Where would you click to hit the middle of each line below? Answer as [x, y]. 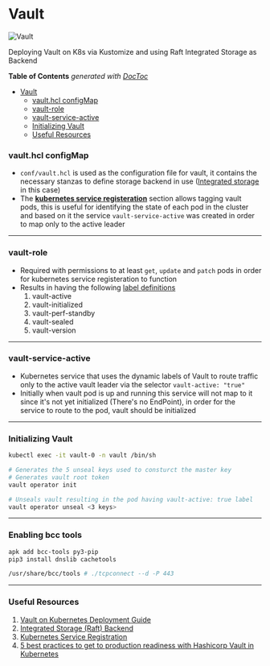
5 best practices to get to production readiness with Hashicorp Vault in [137, 645]
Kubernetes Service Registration [74, 636]
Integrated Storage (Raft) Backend [77, 628]
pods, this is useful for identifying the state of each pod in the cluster [134, 207]
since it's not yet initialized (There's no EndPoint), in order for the [127, 401]
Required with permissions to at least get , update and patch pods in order [141, 270]
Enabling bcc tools [45, 535]
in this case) [40, 190]
